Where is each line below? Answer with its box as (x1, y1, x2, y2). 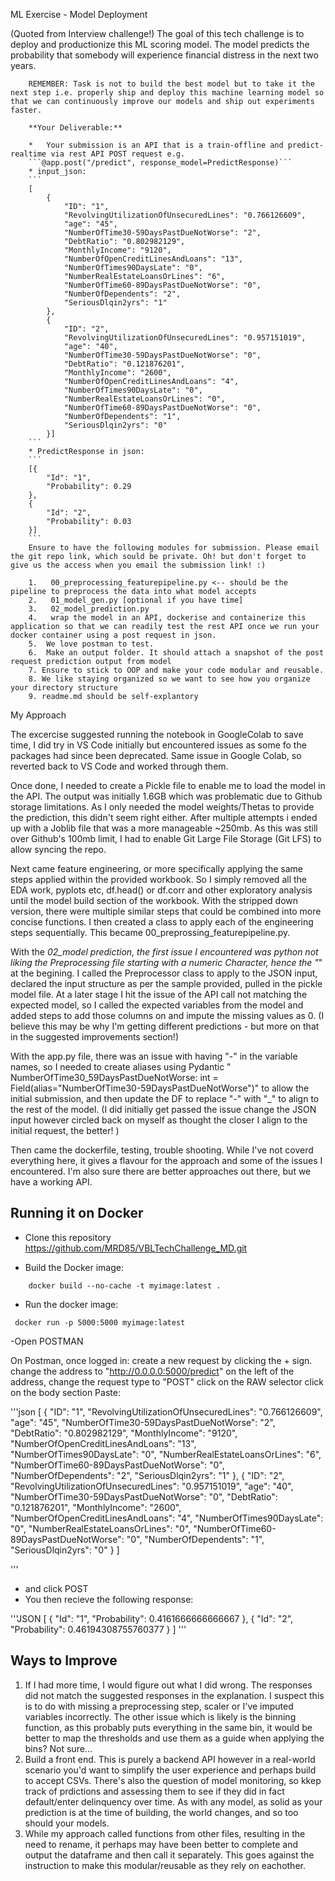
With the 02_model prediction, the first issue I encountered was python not (10, 946, 319, 958)
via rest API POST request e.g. (50, 149, 186, 159)
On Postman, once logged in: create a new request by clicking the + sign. (10, 1354, 313, 1366)
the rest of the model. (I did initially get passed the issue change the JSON (10, 1104, 317, 1115)
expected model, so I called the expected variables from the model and (10, 999, 304, 1011)
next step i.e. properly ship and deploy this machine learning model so (10, 88, 325, 98)
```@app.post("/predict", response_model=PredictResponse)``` (28, 158, 293, 168)
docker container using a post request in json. (10, 630, 217, 640)
